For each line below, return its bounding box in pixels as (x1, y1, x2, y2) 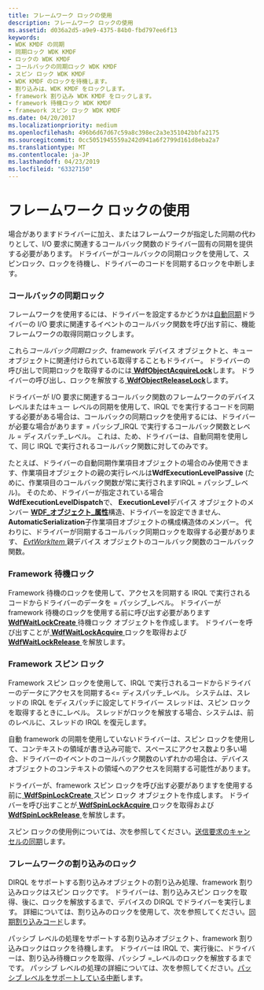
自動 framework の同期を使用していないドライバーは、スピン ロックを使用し (8, 734, 255, 743)
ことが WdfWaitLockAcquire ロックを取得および (28, 627, 187, 636)
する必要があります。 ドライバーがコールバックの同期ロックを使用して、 (8, 249, 244, 258)
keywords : (8, 33, 41, 42)
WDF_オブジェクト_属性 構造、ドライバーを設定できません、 (30, 507, 225, 517)
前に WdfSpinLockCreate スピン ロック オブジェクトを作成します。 (8, 790, 228, 799)
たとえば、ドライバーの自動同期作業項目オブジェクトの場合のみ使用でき (8, 458, 242, 468)
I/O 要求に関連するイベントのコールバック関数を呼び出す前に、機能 (37, 320, 255, 329)
